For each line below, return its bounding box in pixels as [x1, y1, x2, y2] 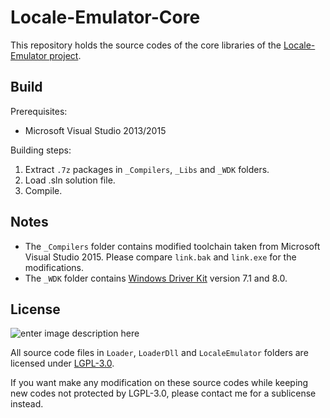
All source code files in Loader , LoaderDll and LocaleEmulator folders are [10, 347, 309, 359]
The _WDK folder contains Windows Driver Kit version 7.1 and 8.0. [24, 272, 288, 284]
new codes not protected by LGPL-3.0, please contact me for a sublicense [10, 387, 317, 400]
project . [49, 49, 82, 61]
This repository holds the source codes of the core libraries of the [10, 39, 282, 51]
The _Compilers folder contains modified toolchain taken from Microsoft [24, 240, 321, 252]
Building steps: [10, 144, 72, 156]
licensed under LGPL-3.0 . [10, 357, 115, 370]
